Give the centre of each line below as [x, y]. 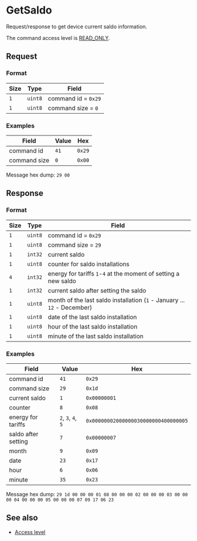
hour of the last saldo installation [93, 326]
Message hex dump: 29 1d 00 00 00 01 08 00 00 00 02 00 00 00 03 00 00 [97, 494]
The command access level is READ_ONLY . [58, 38]
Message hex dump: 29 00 [38, 175]
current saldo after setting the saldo [97, 290]
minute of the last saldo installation [96, 336]
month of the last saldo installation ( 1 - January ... [116, 300]
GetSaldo [29, 10]
